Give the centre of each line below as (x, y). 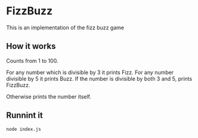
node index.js (24, 129)
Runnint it (24, 116)
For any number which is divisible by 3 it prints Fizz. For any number (90, 72)
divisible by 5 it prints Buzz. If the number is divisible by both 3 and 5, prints (99, 78)
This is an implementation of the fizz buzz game (65, 27)
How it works (31, 46)
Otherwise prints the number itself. (49, 96)
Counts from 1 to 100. (32, 60)
